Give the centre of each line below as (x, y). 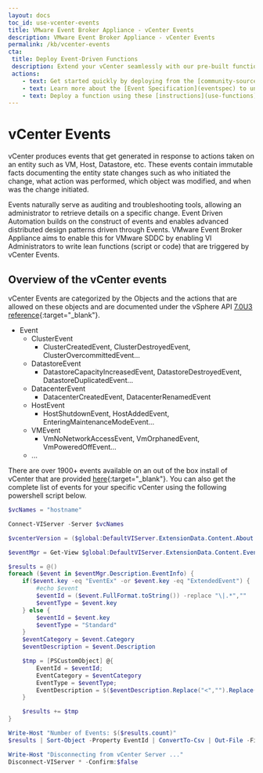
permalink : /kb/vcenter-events (59, 45)
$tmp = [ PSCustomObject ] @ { (68, 661)
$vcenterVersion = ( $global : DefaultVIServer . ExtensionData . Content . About (131, 538)
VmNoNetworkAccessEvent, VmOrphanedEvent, (121, 439)
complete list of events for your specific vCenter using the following (117, 487)
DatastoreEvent (56, 363)
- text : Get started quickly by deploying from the (108, 81)
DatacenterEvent (58, 388)
